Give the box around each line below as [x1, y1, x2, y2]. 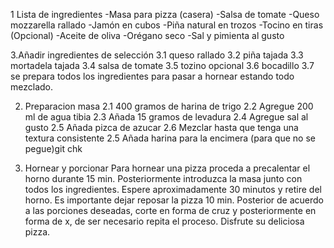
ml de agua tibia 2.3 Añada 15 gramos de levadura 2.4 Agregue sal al [24, 111, 309, 123]
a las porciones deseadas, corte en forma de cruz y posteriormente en [24, 205, 317, 216]
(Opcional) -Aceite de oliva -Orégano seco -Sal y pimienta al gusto [10, 30, 285, 41]
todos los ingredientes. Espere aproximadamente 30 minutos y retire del [24, 184, 322, 195]
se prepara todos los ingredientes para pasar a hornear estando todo [10, 70, 295, 82]
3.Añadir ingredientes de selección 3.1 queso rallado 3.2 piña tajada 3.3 [10, 49, 304, 61]
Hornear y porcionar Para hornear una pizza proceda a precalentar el [24, 162, 311, 174]
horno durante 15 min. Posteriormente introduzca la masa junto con [24, 173, 303, 184]
